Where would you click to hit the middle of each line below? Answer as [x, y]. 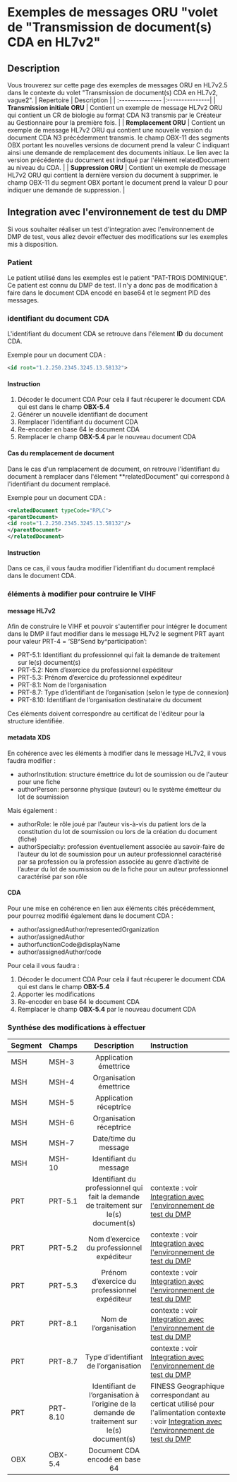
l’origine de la [114, 1404]
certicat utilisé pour [183, 1404]
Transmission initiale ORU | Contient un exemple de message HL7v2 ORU [115, 108]
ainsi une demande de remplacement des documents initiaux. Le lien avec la [118, 153]
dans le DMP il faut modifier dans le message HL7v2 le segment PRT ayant [116, 634]
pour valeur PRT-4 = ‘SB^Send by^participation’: [77, 642]
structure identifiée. [36, 721]
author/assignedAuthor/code [59, 952]
